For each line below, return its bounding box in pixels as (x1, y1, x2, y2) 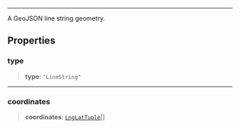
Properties (7, 35, 56, 47)
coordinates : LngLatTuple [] (24, 112, 106, 121)
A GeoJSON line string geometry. (7, 14, 106, 22)
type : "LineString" (24, 72, 81, 80)
